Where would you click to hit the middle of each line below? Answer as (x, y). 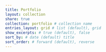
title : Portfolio (23, 10)
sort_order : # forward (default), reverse (50, 42)
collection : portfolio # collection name (49, 24)
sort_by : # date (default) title (40, 38)
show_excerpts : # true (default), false (48, 33)
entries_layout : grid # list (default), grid (53, 28)
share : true (17, 19)
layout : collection (25, 14)
